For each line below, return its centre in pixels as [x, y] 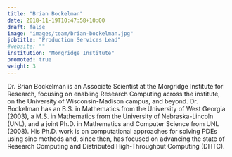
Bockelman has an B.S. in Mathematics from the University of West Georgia [116, 108]
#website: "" [26, 46]
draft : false [26, 27]
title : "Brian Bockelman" [45, 14]
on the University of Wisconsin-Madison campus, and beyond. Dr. [103, 101]
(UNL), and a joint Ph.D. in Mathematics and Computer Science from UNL [113, 123]
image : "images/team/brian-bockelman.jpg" [70, 33]
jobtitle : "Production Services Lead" [64, 40]
